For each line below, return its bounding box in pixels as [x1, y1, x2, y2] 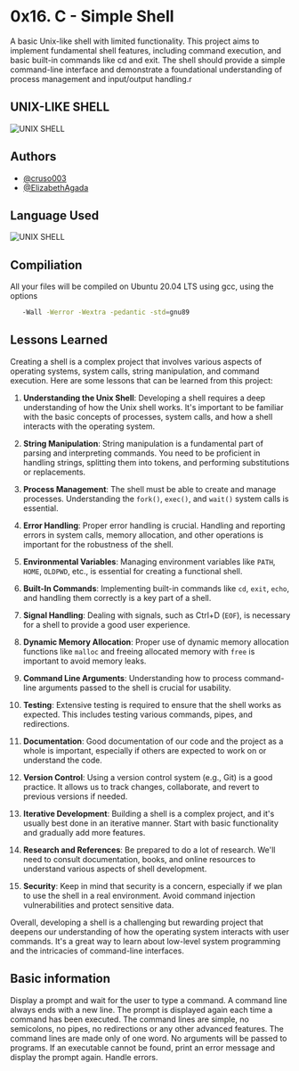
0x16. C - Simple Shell [10, 6, 174, 27]
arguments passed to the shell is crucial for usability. [37, 682, 232, 693]
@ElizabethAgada [22, 182, 89, 193]
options [10, 291, 38, 301]
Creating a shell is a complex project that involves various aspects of [10, 356, 263, 367]
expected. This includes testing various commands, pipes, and [22, 709, 253, 720]
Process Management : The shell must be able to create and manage [22, 483, 277, 494]
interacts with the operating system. [22, 421, 156, 432]
